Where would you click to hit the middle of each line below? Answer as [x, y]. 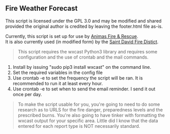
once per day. [27, 94]
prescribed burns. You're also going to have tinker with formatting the [91, 115]
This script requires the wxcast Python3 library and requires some [88, 51]
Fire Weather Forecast [41, 8]
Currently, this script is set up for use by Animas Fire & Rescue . [72, 36]
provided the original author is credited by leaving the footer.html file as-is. [84, 26]
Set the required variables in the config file [58, 72]
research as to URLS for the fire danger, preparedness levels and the [90, 109]
